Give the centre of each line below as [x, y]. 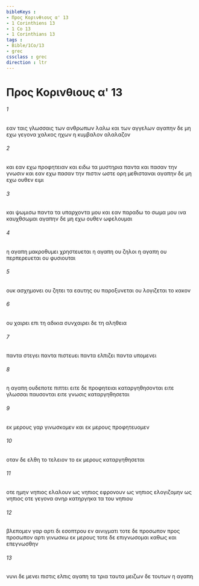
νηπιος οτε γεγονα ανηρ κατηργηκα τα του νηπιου [70, 498]
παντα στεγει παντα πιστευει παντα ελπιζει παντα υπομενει [81, 356]
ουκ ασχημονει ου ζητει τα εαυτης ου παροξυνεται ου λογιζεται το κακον [99, 290]
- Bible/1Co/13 [25, 46]
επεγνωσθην [22, 544]
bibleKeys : [21, 12]
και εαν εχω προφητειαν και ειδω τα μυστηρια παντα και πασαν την [92, 167]
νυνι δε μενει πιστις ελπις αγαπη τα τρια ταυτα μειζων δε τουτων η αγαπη [100, 576]
